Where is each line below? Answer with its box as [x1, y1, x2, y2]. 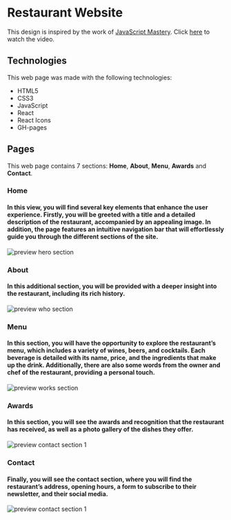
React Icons [17, 116, 52, 124]
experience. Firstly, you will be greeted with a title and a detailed [7, 210, 195, 219]
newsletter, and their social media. [7, 490, 108, 498]
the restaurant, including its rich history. [7, 290, 125, 298]
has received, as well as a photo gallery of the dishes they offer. [7, 426, 194, 434]
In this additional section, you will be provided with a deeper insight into [7, 282, 217, 290]
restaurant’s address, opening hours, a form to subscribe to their [7, 482, 197, 490]
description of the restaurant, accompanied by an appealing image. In [7, 218, 212, 226]
